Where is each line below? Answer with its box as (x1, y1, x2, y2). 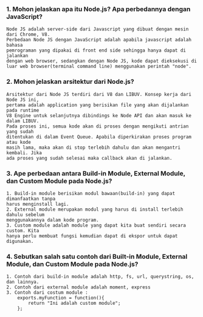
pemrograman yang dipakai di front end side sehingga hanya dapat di (6, 47, 187, 53)
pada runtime (6, 107, 40, 114)
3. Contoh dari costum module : (6, 290, 88, 296)
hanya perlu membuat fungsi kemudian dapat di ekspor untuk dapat (6, 233, 178, 239)
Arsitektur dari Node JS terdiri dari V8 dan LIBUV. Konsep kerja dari (6, 91, 191, 97)
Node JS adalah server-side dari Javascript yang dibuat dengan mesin (6, 26, 189, 32)
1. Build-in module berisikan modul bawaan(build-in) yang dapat (6, 190, 175, 196)
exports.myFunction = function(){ (17, 295, 105, 301)
